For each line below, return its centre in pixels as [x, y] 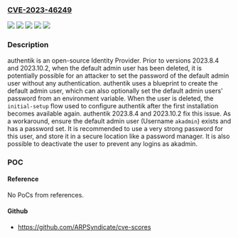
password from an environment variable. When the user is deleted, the [110, 98]
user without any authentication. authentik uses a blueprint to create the [113, 83]
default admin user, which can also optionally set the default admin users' [115, 90]
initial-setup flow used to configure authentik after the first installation [113, 105]
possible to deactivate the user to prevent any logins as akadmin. [102, 143]
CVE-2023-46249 [40, 10]
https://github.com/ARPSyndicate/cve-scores [84, 227]
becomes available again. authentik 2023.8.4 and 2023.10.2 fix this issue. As [119, 113]
